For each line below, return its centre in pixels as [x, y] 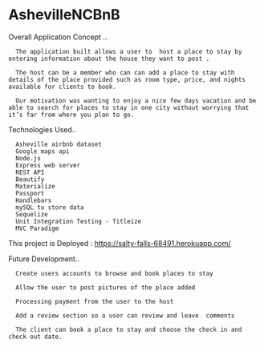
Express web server [48, 165]
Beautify [30, 179]
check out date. [35, 337]
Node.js [28, 158]
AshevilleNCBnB [64, 15]
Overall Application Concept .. [58, 37]
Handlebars [34, 200]
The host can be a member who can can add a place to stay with [125, 73]
